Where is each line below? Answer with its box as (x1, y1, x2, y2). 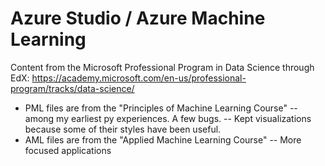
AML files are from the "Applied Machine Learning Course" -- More (24, 133, 302, 146)
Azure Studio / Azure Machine (10, 7, 266, 30)
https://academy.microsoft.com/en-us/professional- (31, 72, 247, 84)
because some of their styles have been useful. (24, 123, 222, 135)
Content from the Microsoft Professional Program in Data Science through (10, 61, 315, 73)
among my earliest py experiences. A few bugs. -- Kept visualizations (24, 112, 312, 124)
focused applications (24, 144, 112, 156)
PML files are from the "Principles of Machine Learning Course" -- (24, 102, 298, 114)
